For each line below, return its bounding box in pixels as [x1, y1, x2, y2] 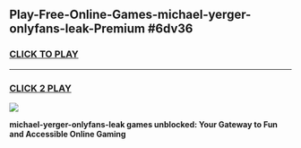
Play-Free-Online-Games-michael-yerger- [9, 7, 252, 22]
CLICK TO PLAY [9, 48, 79, 61]
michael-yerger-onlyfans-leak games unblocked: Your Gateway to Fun [9, 118, 278, 129]
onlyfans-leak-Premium [9, 22, 146, 37]
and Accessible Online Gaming [9, 128, 126, 139]
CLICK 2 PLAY [9, 82, 72, 94]
